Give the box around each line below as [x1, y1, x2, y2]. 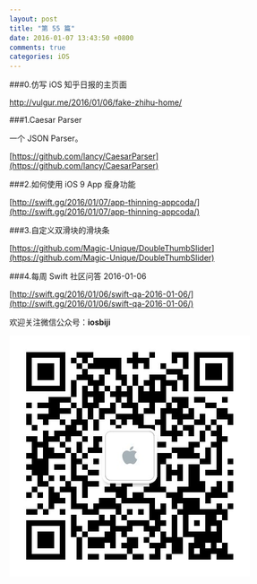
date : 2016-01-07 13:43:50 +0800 [9, 33, 134, 42]
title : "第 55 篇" [9, 23, 75, 33]
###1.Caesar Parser [9, 115, 82, 126]
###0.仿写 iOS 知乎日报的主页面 [9, 79, 128, 90]
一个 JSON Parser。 [9, 133, 83, 144]
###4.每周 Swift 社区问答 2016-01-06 [9, 271, 147, 282]
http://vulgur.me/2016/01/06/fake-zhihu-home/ [9, 97, 183, 108]
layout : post [9, 14, 58, 23]
